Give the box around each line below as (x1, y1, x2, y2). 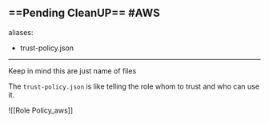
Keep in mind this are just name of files (8, 65, 137, 75)
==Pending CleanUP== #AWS (8, 6, 160, 20)
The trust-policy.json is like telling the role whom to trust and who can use (8, 81, 260, 91)
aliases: (8, 27, 34, 37)
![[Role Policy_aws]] (8, 105, 74, 115)
